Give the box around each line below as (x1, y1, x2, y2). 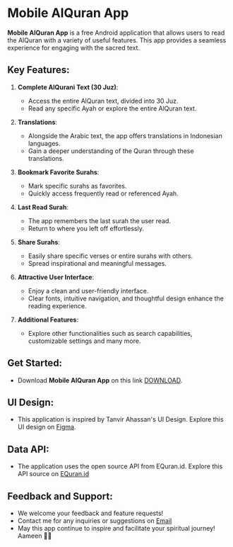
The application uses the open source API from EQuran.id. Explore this (17, 462, 223, 470)
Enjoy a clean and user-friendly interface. (28, 286, 149, 295)
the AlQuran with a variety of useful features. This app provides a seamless (7, 35, 227, 44)
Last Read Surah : (17, 203, 69, 211)
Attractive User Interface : (17, 273, 95, 281)
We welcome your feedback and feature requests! (17, 509, 164, 517)
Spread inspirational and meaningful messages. (28, 259, 167, 267)
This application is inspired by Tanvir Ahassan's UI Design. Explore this (17, 415, 224, 424)
